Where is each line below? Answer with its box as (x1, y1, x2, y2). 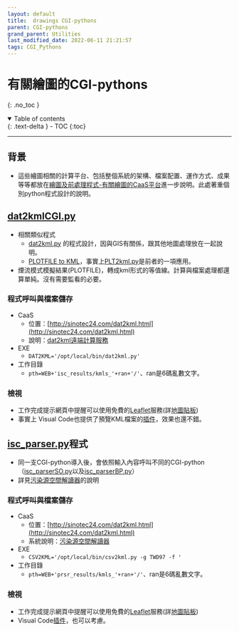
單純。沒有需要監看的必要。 (23, 275, 105, 283)
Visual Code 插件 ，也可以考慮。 (17, 616, 110, 625)
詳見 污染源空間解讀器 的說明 (17, 476, 100, 484)
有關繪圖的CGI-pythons (7, 76, 148, 93)
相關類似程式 (17, 230, 55, 239)
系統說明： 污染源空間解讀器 (28, 537, 110, 545)
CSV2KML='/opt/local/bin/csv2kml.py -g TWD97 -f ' (28, 554, 182, 561)
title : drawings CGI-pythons (7, 17, 97, 24)
